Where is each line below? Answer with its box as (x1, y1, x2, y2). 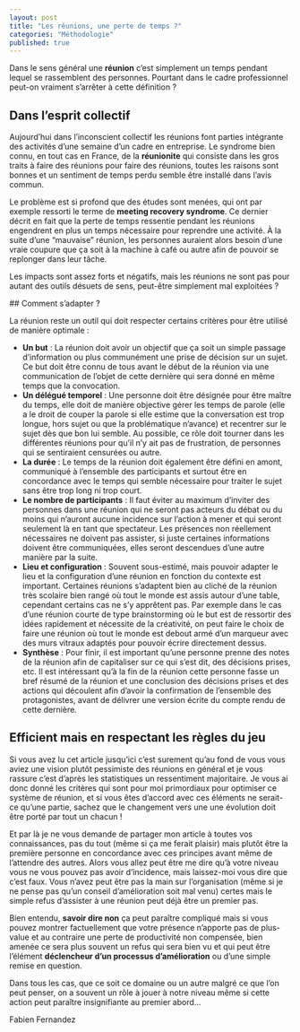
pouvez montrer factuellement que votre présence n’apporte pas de (9, 922, 260, 932)
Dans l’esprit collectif (9, 108, 131, 123)
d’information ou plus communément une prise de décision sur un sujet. (21, 351, 288, 363)
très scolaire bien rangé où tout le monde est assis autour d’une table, (21, 590, 280, 601)
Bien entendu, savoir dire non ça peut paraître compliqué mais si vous (9, 912, 269, 924)
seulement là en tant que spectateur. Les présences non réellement (21, 524, 271, 534)
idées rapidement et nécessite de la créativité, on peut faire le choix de (21, 619, 285, 629)
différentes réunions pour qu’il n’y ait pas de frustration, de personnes (21, 438, 281, 448)
